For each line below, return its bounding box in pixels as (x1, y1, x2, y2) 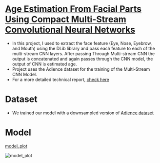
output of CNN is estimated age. (12, 61, 77, 67)
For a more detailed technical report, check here (12, 77, 110, 82)
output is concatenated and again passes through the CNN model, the (12, 56, 153, 61)
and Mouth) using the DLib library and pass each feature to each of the (12, 45, 155, 51)
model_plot (5, 143, 28, 149)
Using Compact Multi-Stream (5, 14, 127, 25)
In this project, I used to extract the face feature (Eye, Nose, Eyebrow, (12, 40, 152, 46)
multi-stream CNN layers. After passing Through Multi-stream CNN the (12, 50, 155, 57)
